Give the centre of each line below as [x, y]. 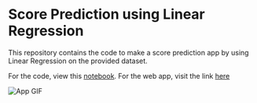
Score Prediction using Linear [107, 14]
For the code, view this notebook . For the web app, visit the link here [119, 76]
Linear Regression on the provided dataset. [78, 61]
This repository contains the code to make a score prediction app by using [128, 52]
